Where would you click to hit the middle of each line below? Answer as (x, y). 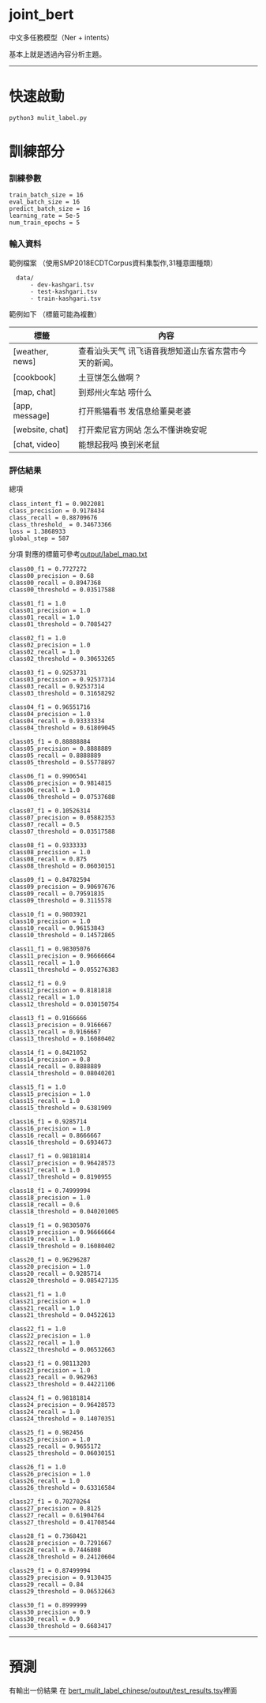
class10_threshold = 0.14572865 (62, 935)
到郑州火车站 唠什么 (115, 392)
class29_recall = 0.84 (46, 1585)
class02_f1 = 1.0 (37, 638)
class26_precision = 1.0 (50, 1474)
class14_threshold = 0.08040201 (62, 1073)
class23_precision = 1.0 (50, 1370)
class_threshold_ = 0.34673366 (60, 524)
